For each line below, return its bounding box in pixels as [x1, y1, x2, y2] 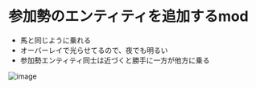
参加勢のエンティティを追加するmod [8, 7, 250, 26]
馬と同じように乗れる [19, 35, 91, 45]
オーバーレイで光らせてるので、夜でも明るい [19, 45, 168, 55]
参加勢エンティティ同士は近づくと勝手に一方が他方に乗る [19, 55, 211, 65]
